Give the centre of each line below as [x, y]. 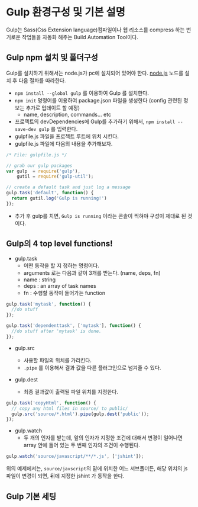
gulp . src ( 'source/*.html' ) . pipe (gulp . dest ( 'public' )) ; [80, 414]
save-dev [25, 129]
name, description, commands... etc [67, 114]
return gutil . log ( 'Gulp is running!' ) [59, 198]
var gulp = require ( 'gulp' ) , [43, 171]
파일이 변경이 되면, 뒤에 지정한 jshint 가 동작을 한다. [65, 476]
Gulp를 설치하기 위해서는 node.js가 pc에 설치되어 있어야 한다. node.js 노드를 [95, 73]
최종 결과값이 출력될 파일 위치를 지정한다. [71, 392]
